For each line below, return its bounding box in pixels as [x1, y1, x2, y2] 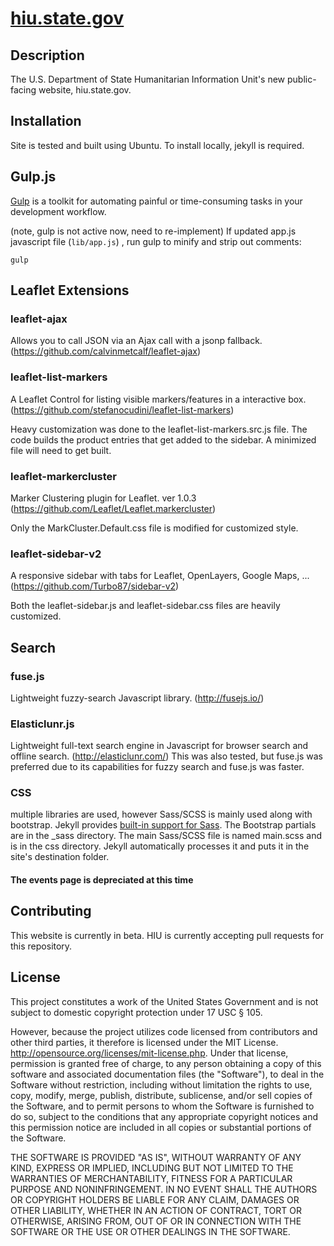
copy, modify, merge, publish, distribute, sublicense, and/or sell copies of [10, 1089, 313, 1101]
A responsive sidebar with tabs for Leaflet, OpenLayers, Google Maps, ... [10, 570, 310, 582]
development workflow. [10, 205, 107, 217]
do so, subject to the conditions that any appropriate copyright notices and [10, 1110, 319, 1122]
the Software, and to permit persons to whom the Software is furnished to [10, 1100, 315, 1112]
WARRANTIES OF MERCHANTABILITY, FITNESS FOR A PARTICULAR [10, 1172, 293, 1184]
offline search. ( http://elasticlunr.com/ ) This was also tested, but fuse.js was [10, 750, 323, 762]
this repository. [10, 940, 73, 952]
